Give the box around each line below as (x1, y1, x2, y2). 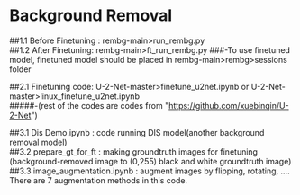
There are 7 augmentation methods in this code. (9, 174, 187, 185)
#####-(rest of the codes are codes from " (9, 100, 169, 111)
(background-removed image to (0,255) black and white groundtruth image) (9, 155, 292, 166)
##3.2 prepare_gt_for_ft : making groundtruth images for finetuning (9, 146, 259, 157)
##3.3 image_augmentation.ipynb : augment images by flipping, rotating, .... (9, 165, 290, 176)
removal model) (9, 137, 68, 147)
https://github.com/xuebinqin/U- (168, 100, 290, 111)
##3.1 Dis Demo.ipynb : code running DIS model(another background (9, 127, 265, 137)
